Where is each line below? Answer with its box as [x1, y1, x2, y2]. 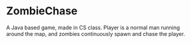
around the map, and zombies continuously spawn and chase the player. [6, 30, 186, 37]
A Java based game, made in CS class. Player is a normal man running [6, 24, 180, 31]
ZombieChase [6, 4, 78, 18]
